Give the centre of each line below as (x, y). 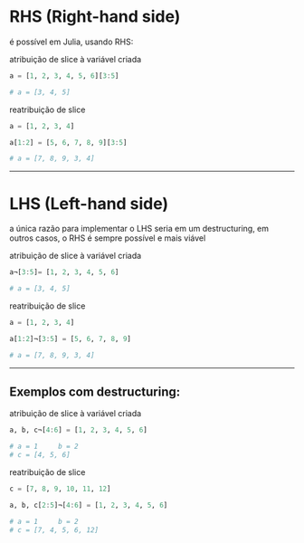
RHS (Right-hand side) (95, 17)
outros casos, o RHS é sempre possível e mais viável (108, 238)
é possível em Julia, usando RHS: (71, 42)
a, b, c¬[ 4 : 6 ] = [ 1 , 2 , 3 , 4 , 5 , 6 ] (78, 430)
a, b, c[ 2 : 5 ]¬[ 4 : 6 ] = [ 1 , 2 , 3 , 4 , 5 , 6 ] (89, 505)
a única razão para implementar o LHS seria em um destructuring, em (139, 229)
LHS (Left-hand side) (89, 203)
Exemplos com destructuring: (95, 392)
